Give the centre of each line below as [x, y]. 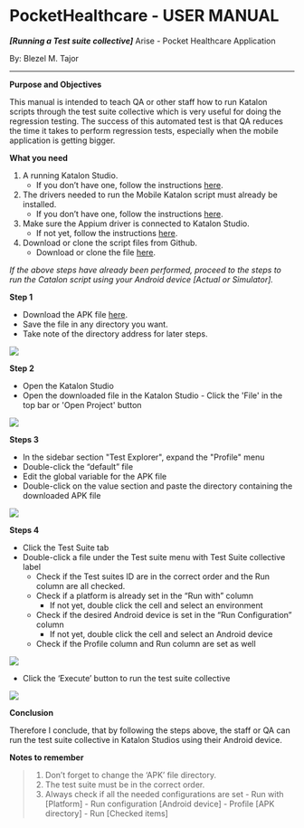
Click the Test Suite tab [66, 547]
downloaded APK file [62, 495]
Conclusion [32, 712]
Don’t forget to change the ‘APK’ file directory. [131, 775]
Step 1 [21, 297]
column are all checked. [81, 585]
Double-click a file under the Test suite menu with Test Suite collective [154, 557]
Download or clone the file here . [96, 252]
